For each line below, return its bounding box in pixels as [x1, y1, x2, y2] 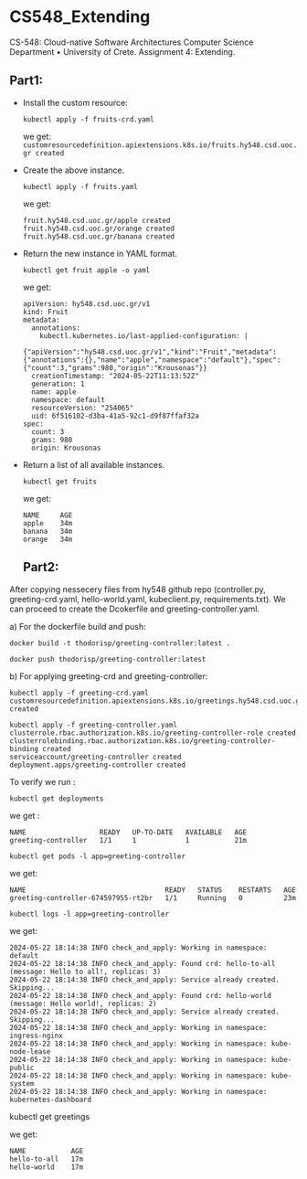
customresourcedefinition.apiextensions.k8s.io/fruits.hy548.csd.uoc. [22, 140, 298, 150]
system [9, 1078, 35, 1089]
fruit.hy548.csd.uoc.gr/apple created [22, 216, 171, 225]
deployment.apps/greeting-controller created [9, 760, 185, 770]
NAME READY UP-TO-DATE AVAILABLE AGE [9, 827, 248, 837]
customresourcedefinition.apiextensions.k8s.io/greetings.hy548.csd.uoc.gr [9, 696, 304, 706]
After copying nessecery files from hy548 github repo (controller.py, [9, 583, 267, 595]
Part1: [9, 73, 44, 89]
